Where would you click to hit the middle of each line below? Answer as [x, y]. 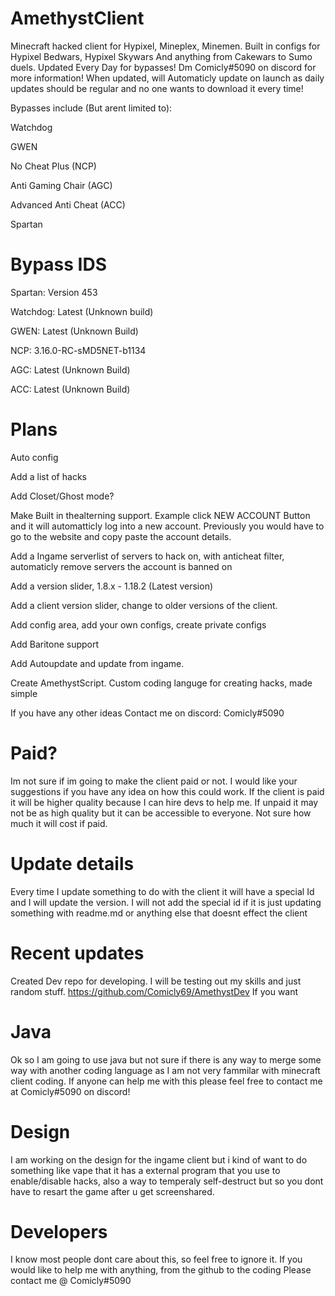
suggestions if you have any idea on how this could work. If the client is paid [167, 791]
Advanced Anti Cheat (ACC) [68, 204]
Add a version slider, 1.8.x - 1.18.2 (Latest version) [112, 586]
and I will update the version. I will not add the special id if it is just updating [166, 902]
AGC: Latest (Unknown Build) [70, 369]
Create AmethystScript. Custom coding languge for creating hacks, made [161, 683]
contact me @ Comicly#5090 [71, 1281]
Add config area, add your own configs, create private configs [138, 624]
